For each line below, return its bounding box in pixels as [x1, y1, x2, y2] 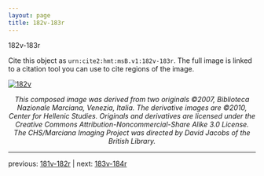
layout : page [8, 11, 51, 20]
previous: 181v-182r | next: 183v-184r [8, 159, 127, 168]
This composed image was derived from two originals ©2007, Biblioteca [14, 94, 250, 104]
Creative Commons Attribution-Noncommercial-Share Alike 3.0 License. [15, 119, 249, 129]
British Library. [108, 136, 156, 145]
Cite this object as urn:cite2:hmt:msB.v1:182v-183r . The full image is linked [8, 56, 253, 65]
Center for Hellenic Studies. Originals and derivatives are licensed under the [8, 111, 256, 120]
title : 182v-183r [8, 19, 65, 27]
